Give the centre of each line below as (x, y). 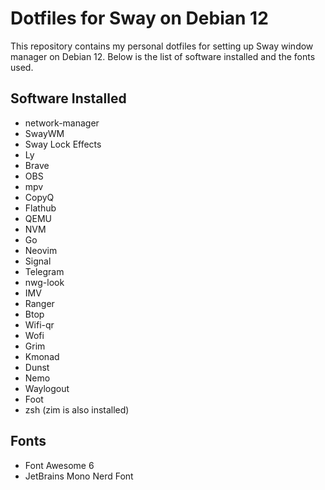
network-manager (62, 123)
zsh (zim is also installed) (77, 409)
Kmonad (42, 356)
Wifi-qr (39, 324)
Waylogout (47, 388)
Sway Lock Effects (63, 144)
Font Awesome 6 (59, 465)
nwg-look (44, 282)
